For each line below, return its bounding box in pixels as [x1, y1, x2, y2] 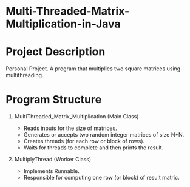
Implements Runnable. [23, 168, 80, 175]
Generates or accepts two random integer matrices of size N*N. [23, 131, 185, 138]
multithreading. [5, 72, 44, 79]
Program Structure [5, 93, 102, 107]
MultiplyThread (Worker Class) [14, 156, 92, 163]
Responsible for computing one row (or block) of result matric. [23, 174, 180, 182]
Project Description [5, 45, 106, 59]
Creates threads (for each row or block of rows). [23, 138, 145, 145]
